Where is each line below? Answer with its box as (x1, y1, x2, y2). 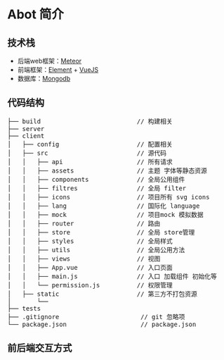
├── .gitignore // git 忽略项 (7, 313, 185, 321)
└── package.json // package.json (7, 320, 197, 328)
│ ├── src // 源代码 (7, 149, 167, 157)
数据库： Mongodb (17, 75, 71, 82)
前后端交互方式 (7, 342, 72, 354)
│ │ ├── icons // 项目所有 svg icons (7, 193, 210, 201)
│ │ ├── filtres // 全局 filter (7, 184, 187, 192)
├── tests (7, 304, 41, 312)
